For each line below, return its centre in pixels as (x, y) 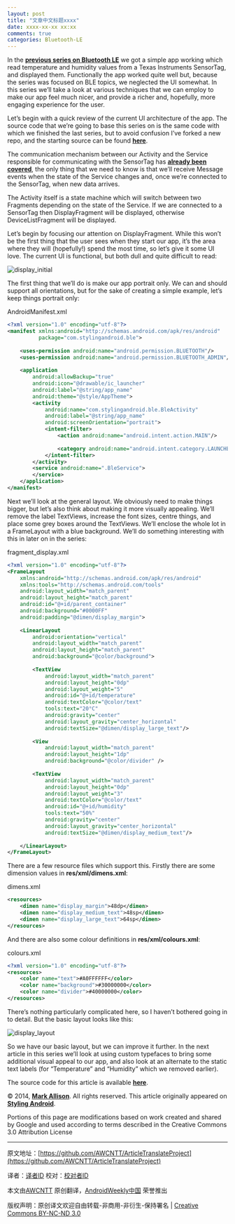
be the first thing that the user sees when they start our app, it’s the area (112, 241)
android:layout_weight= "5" (84, 689)
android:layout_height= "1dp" (87, 755)
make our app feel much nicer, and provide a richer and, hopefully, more (111, 97)
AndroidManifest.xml (37, 312)
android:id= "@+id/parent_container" (73, 605)
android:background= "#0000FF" (64, 611)
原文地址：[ (24, 1153)
